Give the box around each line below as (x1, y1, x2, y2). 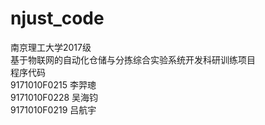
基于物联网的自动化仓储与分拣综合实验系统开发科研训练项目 (10, 53, 256, 66)
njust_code (10, 7, 105, 30)
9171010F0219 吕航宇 (10, 103, 97, 116)
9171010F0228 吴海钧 (10, 91, 99, 103)
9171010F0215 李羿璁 (10, 78, 97, 91)
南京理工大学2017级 (10, 41, 92, 53)
